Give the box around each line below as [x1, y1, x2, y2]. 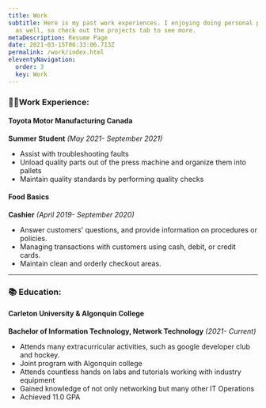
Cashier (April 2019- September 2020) [8, 210, 135, 219]
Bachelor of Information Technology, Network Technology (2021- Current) [8, 327, 256, 336]
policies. [19, 233, 47, 243]
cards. [19, 250, 41, 259]
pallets [19, 165, 42, 175]
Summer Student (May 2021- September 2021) [8, 134, 163, 143]
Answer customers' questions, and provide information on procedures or [19, 225, 257, 234]
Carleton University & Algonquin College [8, 309, 145, 319]
